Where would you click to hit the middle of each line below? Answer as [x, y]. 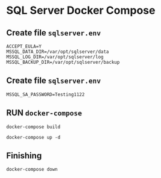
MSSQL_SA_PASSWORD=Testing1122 [46, 94]
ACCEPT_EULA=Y [24, 46]
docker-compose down [32, 170]
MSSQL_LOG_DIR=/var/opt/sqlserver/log [55, 57]
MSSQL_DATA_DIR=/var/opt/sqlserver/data [58, 52]
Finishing [24, 156]
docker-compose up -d [33, 137]
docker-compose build [33, 127]
